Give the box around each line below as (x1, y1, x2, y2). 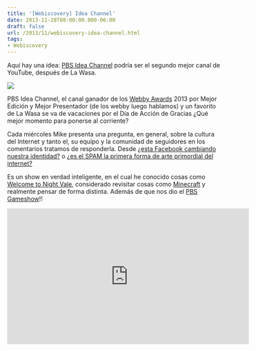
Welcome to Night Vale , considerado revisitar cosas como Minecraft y (7, 180, 206, 188)
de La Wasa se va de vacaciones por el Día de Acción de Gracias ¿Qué (7, 110, 208, 117)
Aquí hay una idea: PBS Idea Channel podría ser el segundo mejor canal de (7, 61, 221, 69)
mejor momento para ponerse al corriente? (7, 117, 129, 125)
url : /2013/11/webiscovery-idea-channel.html (7, 29, 140, 37)
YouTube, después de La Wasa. (7, 68, 97, 77)
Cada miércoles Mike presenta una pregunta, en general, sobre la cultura (7, 130, 215, 138)
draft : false (7, 23, 45, 30)
